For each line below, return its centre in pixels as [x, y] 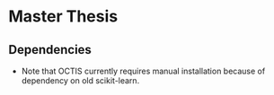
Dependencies [50, 50]
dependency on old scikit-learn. [80, 81]
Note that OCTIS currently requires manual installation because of [143, 71]
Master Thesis [63, 17]
